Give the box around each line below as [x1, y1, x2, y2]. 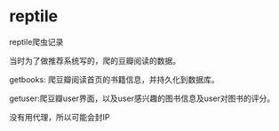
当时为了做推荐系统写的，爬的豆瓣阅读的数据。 [9, 55, 180, 65]
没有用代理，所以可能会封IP [9, 112, 110, 122]
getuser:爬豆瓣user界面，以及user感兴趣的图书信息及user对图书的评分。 [9, 93, 275, 104]
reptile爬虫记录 [9, 36, 64, 47]
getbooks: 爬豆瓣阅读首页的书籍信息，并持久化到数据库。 [9, 73, 219, 85]
